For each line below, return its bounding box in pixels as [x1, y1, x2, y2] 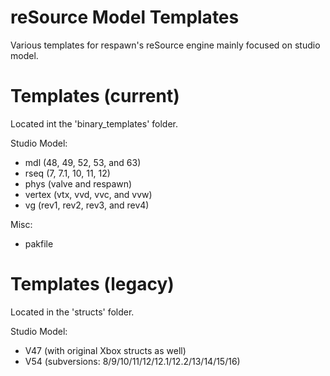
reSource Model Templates [10, 6, 240, 29]
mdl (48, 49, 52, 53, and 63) [24, 156, 142, 168]
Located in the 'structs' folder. [10, 306, 135, 318]
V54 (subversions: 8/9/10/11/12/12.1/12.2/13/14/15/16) [24, 355, 241, 367]
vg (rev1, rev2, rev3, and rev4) [24, 199, 150, 211]
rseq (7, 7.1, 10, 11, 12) [24, 167, 111, 179]
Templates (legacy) [10, 273, 175, 296]
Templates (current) [10, 85, 180, 108]
